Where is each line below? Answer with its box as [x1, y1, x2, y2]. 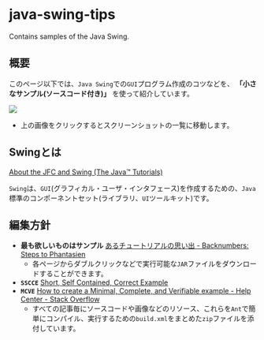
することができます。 [39, 269, 109, 278]
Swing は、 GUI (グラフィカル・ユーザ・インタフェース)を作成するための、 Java [9, 183, 256, 192]
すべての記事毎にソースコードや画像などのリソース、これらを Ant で [32, 304, 249, 313]
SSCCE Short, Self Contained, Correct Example [20, 278, 169, 287]
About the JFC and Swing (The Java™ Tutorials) [9, 167, 164, 177]
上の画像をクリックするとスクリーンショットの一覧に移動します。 [20, 120, 234, 129]
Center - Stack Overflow [20, 294, 100, 305]
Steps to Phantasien [20, 250, 86, 260]
